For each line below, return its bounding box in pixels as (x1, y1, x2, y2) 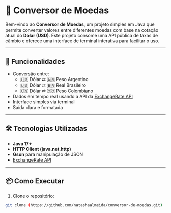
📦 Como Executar (5, 177, 65, 185)
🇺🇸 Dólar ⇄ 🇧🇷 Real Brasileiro (20, 82, 87, 88)
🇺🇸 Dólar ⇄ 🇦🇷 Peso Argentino (20, 76, 89, 82)
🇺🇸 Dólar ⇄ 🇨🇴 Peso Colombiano (20, 88, 93, 94)
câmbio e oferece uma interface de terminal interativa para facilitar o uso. (5, 38, 159, 44)
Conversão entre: (12, 71, 49, 77)
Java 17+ (12, 140, 32, 147)
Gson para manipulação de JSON (12, 151, 83, 157)
